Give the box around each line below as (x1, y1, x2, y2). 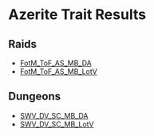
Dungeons (8, 90, 61, 103)
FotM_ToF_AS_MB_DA (19, 58, 92, 68)
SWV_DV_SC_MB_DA (19, 111, 89, 120)
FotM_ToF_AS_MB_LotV (19, 67, 97, 76)
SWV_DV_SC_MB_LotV (19, 119, 94, 129)
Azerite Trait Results (8, 6, 146, 24)
